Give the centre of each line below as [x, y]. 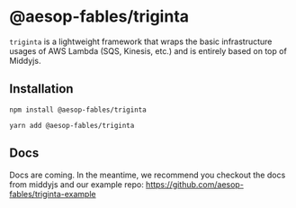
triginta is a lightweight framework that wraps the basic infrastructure [141, 41]
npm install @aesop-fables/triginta [78, 110]
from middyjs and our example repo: [76, 184]
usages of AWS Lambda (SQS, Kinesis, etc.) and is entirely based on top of [148, 50]
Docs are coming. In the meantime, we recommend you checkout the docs [148, 175]
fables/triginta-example [53, 194]
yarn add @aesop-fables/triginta [72, 125]
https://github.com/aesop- [195, 184]
